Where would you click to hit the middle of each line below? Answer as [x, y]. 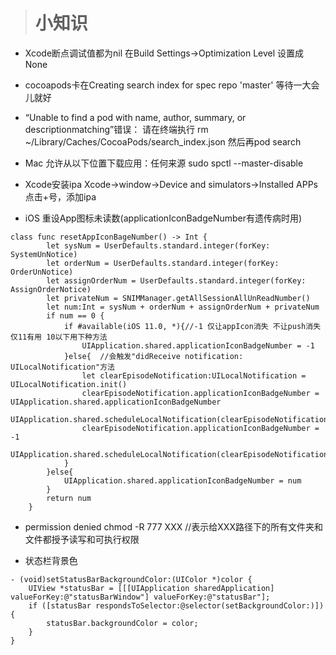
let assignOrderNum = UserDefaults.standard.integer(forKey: [176, 280]
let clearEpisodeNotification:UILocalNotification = [194, 375]
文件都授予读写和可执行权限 [82, 539]
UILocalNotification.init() [69, 384]
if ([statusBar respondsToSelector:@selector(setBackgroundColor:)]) [176, 605]
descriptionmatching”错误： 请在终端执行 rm [116, 129]
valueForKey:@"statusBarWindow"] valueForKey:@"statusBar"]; [140, 597]
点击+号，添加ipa [60, 196]
